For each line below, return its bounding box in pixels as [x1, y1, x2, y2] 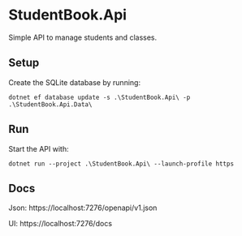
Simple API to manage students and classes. [8, 32, 157, 42]
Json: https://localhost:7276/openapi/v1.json [8, 203, 158, 212]
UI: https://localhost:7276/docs [8, 219, 112, 229]
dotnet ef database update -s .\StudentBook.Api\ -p [8, 93, 191, 101]
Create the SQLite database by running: [8, 77, 140, 87]
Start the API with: [8, 144, 69, 153]
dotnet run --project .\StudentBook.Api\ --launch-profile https [8, 160, 234, 168]
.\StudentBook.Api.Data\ [8, 100, 93, 109]
